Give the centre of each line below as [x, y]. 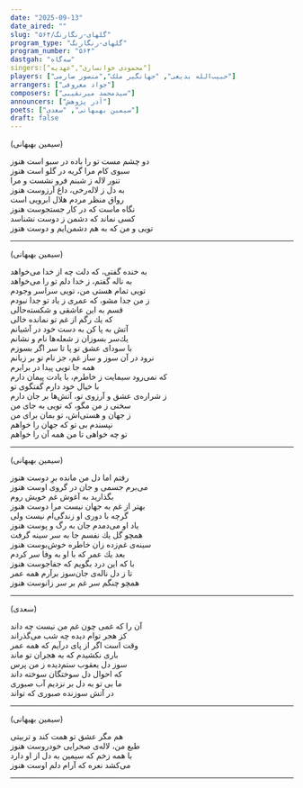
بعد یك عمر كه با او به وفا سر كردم [68, 554]
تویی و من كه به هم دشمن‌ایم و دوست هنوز [82, 228]
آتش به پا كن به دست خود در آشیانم [69, 329]
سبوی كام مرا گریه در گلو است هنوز [70, 171]
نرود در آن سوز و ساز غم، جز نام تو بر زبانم [82, 358]
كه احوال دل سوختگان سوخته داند [66, 674]
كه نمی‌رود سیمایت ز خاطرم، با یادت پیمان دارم [89, 377]
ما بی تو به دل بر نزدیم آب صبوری [66, 684]
